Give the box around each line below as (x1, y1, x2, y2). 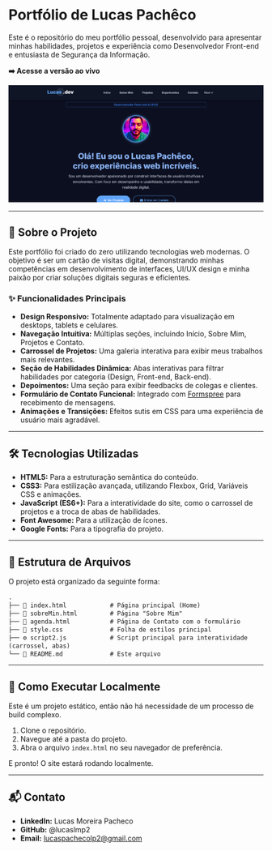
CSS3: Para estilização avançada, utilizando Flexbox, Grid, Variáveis (19, 481, 249, 491)
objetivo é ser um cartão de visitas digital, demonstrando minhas (8, 255, 224, 265)
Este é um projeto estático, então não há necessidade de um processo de (8, 701, 254, 711)
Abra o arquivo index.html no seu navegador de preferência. (19, 743, 223, 753)
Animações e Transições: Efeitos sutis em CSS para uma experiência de (19, 406, 264, 416)
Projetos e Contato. (19, 337, 85, 347)
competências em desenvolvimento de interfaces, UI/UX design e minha (8, 264, 250, 274)
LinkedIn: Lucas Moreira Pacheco (19, 816, 134, 826)
